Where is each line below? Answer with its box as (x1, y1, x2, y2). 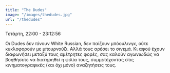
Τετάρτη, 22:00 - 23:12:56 (5, 31, 61, 37)
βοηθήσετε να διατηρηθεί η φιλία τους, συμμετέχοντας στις (5, 57, 135, 63)
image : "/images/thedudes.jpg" (5, 12, 72, 17)
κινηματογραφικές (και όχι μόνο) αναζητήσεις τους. (5, 62, 117, 68)
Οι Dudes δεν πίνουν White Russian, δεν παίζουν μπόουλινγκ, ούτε (5, 41, 149, 47)
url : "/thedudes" (5, 17, 43, 22)
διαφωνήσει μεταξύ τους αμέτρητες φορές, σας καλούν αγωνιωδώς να (5, 51, 160, 57)
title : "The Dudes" (5, 7, 47, 13)
